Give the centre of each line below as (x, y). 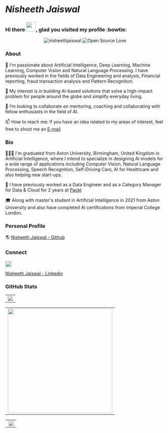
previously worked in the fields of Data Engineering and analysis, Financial (83, 76)
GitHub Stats (21, 286)
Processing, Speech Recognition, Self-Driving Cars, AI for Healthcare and (82, 170)
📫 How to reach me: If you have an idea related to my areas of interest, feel (84, 122)
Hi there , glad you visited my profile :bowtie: (66, 30)
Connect (16, 252)
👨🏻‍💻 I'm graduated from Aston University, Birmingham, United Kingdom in (82, 153)
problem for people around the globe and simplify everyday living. (74, 96)
